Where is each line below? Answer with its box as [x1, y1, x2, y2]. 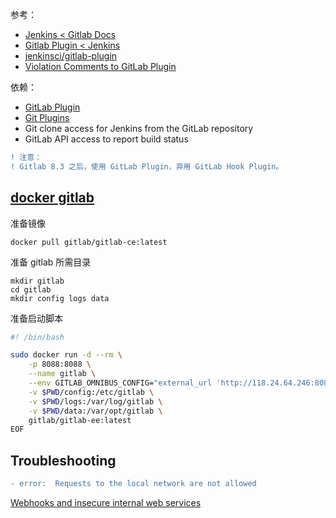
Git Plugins [24, 112, 70, 123]
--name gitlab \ [28, 369, 97, 379]
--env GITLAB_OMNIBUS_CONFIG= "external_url [28, 378, 213, 388]
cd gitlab [10, 284, 52, 295]
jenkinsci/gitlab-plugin [24, 50, 118, 62]
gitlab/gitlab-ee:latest [28, 415, 132, 425]
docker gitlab [10, 189, 95, 207]
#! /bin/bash [10, 332, 65, 342]
